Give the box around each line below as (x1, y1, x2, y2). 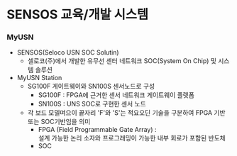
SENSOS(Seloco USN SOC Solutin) (16, 48, 119, 57)
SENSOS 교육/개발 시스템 (6, 6, 149, 23)
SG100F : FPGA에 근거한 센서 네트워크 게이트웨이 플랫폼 (38, 91, 194, 99)
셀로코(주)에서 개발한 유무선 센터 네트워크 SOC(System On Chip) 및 (27, 57, 217, 65)
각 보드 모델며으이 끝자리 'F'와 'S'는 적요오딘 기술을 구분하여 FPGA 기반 (27, 108, 226, 117)
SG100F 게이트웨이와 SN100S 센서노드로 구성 (27, 82, 155, 91)
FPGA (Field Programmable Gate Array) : (38, 126, 157, 134)
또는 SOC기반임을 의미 (27, 118, 91, 126)
